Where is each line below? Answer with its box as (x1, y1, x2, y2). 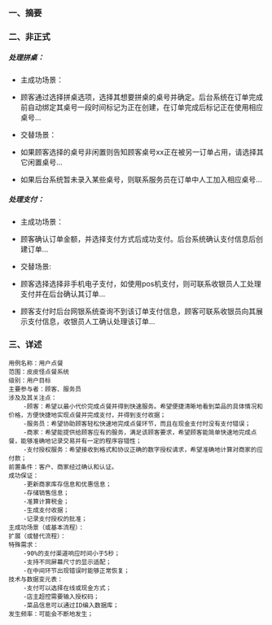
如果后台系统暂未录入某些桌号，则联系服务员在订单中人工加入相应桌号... (20, 174, 262, 184)
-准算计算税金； (23, 498, 70, 506)
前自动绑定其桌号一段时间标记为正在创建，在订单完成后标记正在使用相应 (20, 102, 263, 111)
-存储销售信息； (23, 489, 70, 497)
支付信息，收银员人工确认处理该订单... (27, 316, 156, 326)
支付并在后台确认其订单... (20, 289, 106, 299)
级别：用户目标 (8, 377, 51, 385)
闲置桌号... (27, 157, 63, 167)
